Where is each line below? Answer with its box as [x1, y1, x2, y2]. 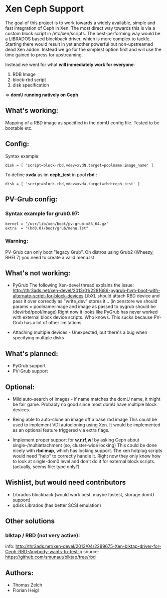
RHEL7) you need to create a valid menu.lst [5, 254, 94, 260]
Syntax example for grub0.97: [5, 210, 80, 217]
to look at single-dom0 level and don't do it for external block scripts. [12, 458, 155, 464]
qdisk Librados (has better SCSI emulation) [12, 502, 101, 508]
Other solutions [5, 517, 55, 526]
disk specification [12, 82, 49, 88]
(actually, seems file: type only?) [12, 464, 80, 470]
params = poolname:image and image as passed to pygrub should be [12, 304, 156, 310]
